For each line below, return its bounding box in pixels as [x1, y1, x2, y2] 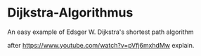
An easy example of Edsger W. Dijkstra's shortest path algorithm [7, 28, 194, 36]
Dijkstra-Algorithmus [7, 5, 134, 21]
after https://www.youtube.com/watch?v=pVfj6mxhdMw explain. [7, 41, 195, 49]
